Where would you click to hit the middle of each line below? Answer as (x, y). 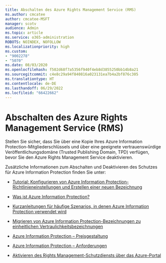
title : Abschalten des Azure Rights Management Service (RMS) (71, 10)
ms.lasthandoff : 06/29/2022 (34, 88)
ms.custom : (16, 51)
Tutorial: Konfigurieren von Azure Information (58, 182)
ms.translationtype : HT (30, 79)
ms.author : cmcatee (25, 14)
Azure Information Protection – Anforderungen (60, 246)
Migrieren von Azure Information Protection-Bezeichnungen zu (77, 221)
